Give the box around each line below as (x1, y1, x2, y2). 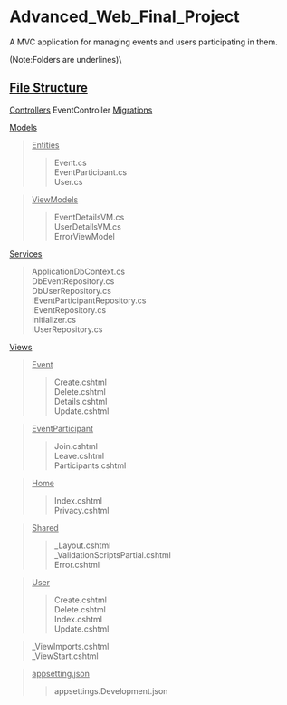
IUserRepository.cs (31, 324, 103, 335)
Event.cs (53, 157, 88, 168)
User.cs (53, 176, 83, 187)
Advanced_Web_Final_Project (9, 6, 240, 27)
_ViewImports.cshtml (31, 641, 110, 651)
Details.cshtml (53, 396, 108, 406)
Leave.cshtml (53, 450, 105, 461)
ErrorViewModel (53, 230, 115, 241)
